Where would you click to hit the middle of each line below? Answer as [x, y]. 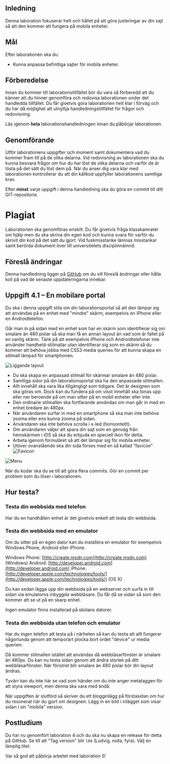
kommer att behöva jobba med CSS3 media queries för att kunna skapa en [83, 350]
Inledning [21, 8]
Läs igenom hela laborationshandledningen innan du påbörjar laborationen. [84, 124]
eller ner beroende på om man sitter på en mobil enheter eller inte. [82, 397]
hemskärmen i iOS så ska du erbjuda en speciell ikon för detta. [78, 435]
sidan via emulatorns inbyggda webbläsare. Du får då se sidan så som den [83, 594]
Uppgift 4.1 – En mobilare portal [55, 295]
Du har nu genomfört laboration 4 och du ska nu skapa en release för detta [83, 735]
